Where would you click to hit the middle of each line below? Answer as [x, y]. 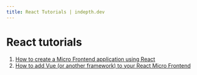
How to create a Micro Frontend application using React [85, 59]
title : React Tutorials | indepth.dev [56, 12]
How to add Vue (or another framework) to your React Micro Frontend [103, 65]
